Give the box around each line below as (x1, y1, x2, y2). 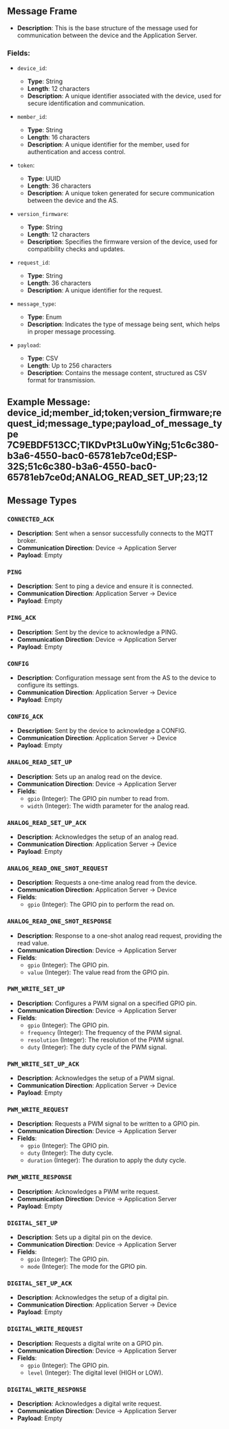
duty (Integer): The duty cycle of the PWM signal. (27, 1042, 167, 1051)
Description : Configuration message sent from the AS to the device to (17, 674, 217, 682)
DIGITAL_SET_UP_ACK (7, 1279, 72, 1287)
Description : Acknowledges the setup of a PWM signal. (17, 1074, 175, 1082)
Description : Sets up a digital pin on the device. (17, 1233, 153, 1241)
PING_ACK (7, 614, 36, 622)
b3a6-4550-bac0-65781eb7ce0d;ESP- (7, 450, 177, 462)
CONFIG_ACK (7, 713, 43, 720)
